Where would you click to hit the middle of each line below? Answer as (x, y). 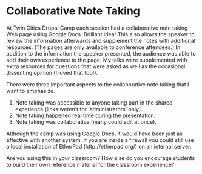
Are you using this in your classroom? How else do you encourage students (101, 158)
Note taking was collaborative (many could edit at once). (86, 121)
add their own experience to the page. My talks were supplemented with (97, 60)
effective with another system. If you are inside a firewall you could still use (100, 140)
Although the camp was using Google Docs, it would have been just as (95, 134)
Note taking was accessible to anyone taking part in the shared (94, 102)
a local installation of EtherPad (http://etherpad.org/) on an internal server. (99, 146)
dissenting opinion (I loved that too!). (52, 72)
